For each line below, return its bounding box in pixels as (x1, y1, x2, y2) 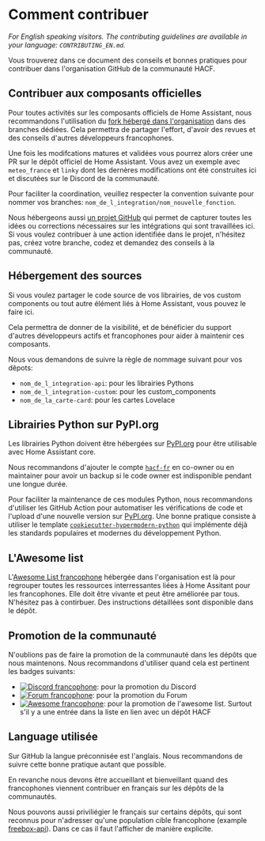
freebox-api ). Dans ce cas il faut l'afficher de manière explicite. (8, 824, 214, 833)
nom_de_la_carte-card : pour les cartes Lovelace (19, 395, 176, 404)
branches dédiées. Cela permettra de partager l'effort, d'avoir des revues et (8, 124, 256, 134)
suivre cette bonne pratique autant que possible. (8, 760, 167, 769)
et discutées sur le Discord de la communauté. (8, 173, 160, 183)
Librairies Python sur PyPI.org (8, 418, 160, 431)
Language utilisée (8, 730, 99, 744)
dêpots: (8, 362, 33, 373)
